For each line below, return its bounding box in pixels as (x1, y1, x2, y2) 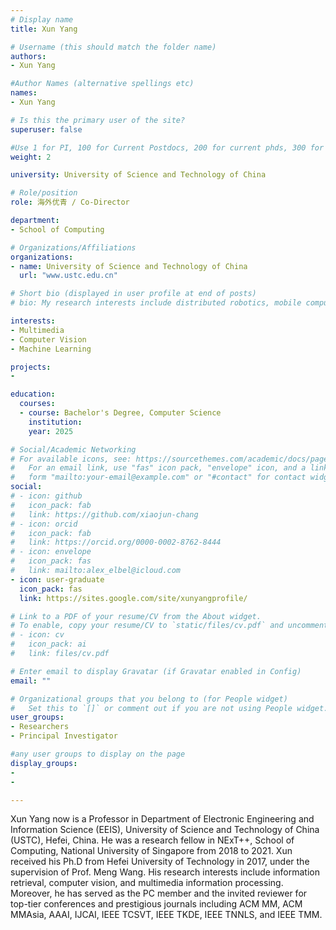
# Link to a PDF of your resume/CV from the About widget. (10, 611, 262, 621)
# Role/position (10, 188, 78, 198)
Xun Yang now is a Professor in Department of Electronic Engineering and (10, 813, 315, 825)
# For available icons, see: (10, 454, 132, 464)
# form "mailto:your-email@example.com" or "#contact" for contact (10, 472, 307, 483)
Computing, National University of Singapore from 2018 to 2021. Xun (10, 845, 293, 857)
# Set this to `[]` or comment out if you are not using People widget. (10, 703, 329, 713)
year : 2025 (28, 426, 74, 436)
